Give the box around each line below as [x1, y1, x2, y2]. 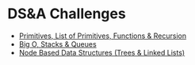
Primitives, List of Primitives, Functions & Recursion [18, 31, 187, 40]
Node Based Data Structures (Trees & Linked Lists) [18, 48, 185, 57]
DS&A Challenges [7, 5, 126, 23]
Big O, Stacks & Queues [18, 39, 97, 48]
